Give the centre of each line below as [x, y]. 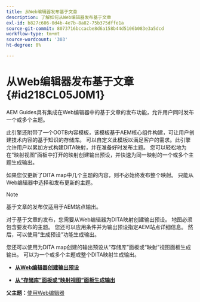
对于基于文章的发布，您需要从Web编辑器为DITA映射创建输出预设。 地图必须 [99, 219]
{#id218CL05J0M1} [56, 95]
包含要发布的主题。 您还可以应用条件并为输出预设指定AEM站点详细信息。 [96, 227]
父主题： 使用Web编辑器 [35, 292]
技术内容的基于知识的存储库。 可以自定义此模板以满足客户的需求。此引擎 [101, 140]
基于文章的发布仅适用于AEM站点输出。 [54, 206]
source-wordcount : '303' [37, 39]
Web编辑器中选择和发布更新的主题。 [51, 182]
